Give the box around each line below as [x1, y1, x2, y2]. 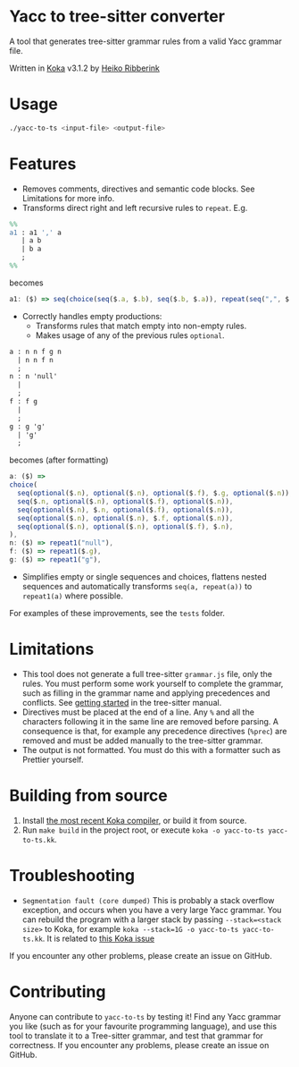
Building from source [9, 785, 168, 806]
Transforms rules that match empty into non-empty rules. [35, 320, 247, 331]
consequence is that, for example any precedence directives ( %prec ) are [21, 725, 287, 736]
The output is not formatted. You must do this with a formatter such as [21, 744, 281, 755]
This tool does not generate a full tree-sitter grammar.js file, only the [21, 668, 272, 679]
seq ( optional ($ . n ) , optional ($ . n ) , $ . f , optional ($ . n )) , [17, 513, 234, 522]
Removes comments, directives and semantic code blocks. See [21, 183, 255, 194]
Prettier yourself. [21, 754, 84, 765]
